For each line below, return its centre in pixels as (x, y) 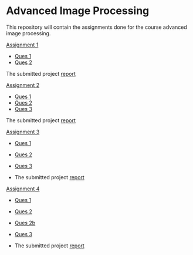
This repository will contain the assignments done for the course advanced (97, 27)
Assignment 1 (22, 45)
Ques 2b (25, 223)
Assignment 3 (23, 132)
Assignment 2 (23, 85)
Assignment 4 (23, 189)
